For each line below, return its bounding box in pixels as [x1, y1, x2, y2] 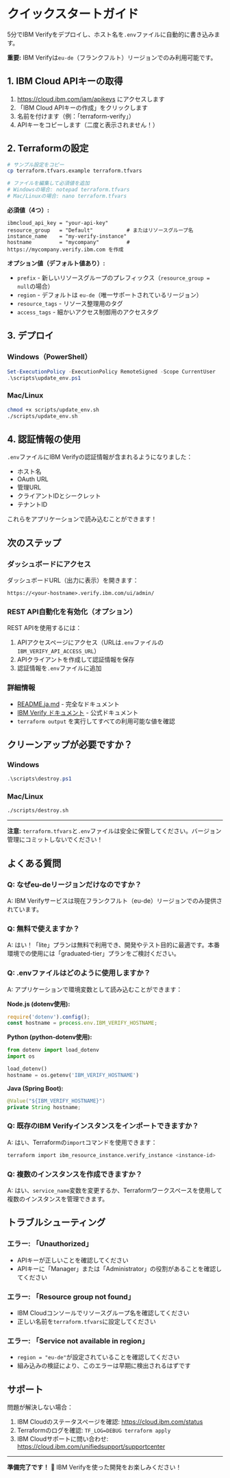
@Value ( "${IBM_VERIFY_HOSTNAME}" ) [7, 1098, 106, 1104]
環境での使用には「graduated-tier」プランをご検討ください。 [7, 949, 180, 958]
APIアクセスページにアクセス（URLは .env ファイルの [16, 638, 164, 646]
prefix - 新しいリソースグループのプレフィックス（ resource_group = [16, 274, 210, 282]
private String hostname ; [7, 1104, 81, 1111]
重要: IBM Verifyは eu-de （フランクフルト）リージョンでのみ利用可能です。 [7, 53, 217, 62]
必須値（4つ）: [7, 206, 50, 214]
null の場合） [16, 282, 54, 290]
